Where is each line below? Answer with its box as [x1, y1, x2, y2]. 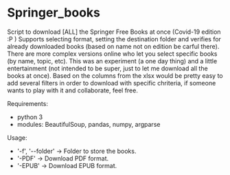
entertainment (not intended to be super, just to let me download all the [7, 64, 208, 72]
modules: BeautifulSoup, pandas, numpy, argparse [16, 120, 161, 128]
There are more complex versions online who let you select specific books [7, 50, 218, 58]
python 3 [16, 112, 43, 121]
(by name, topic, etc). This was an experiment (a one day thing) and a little [7, 56, 218, 65]
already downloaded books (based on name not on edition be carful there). [7, 42, 220, 50]
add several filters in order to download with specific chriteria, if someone [7, 79, 216, 87]
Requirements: [7, 99, 48, 107]
